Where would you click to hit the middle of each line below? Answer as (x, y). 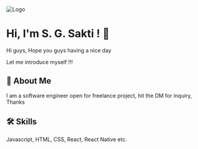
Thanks (16, 102)
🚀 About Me (29, 81)
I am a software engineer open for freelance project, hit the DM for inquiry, (99, 95)
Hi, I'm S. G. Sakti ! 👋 (58, 34)
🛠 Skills (22, 122)
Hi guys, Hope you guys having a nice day (59, 50)
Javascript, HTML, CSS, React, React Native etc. (67, 139)
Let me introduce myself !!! (40, 62)
